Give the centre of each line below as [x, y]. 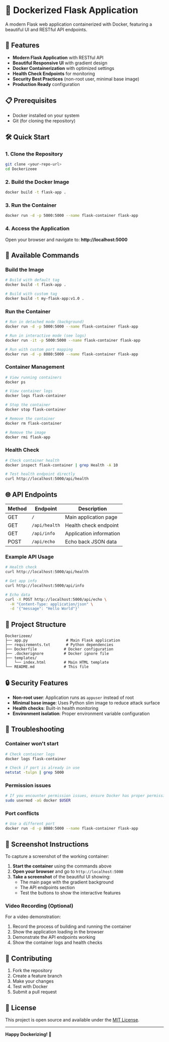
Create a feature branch [37, 976]
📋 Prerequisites [31, 101]
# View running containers [33, 377]
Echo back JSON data [91, 542]
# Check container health [32, 460]
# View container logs [29, 391]
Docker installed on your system [46, 115]
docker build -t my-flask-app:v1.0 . [45, 298]
